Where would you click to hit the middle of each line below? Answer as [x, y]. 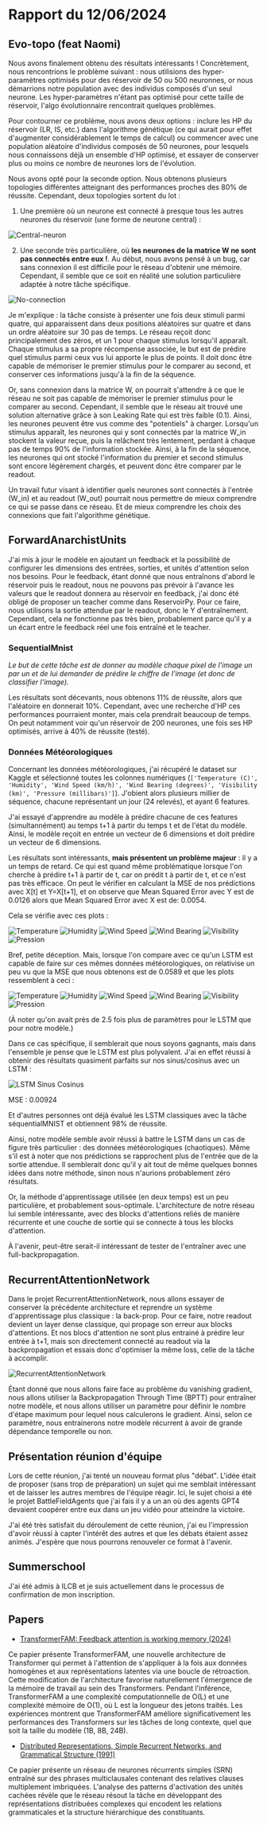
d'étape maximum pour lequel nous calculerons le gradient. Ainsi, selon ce [130, 1415]
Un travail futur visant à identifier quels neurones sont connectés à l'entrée [131, 490]
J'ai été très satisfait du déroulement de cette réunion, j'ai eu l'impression [128, 1525]
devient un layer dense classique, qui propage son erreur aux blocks [120, 1325]
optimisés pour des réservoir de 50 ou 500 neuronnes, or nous [150, 80]
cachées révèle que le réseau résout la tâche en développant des [115, 1795]
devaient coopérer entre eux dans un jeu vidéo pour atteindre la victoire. [126, 1510]
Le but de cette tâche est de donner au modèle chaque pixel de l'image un [130, 665]
